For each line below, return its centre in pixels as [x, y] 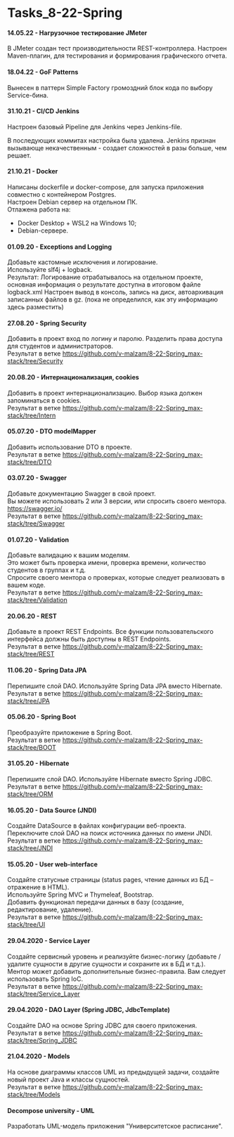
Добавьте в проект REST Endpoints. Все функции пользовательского [111, 632]
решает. [19, 155]
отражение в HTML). [38, 888]
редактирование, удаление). [50, 910]
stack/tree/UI [26, 925]
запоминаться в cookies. [45, 400]
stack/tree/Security [35, 361]
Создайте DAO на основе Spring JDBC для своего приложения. [102, 1025]
